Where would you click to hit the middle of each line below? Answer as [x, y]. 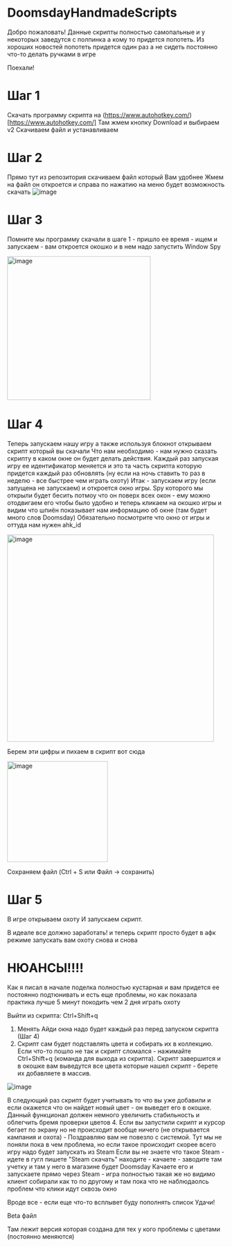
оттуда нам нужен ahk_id [44, 525]
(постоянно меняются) [41, 1236]
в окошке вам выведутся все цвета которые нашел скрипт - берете [117, 1066]
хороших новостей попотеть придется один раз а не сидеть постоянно [113, 47]
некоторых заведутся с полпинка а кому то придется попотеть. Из [106, 39]
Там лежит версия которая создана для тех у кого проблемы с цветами [114, 1229]
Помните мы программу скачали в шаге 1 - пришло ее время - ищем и [113, 239]
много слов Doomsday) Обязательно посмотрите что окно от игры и [108, 517]
